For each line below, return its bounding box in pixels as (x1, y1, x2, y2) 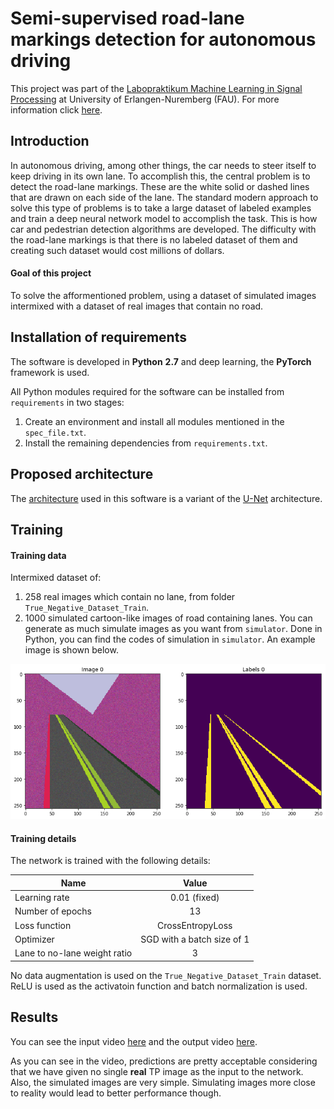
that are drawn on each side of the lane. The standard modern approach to (10, 191, 319, 203)
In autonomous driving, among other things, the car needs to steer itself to (10, 159, 317, 171)
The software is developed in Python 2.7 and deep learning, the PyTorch (10, 355, 312, 367)
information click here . (10, 103, 103, 116)
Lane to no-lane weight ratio (14, 947, 133, 959)
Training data (10, 549, 67, 561)
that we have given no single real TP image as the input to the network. (10, 1065, 304, 1077)
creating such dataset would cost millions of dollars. (10, 244, 225, 256)
